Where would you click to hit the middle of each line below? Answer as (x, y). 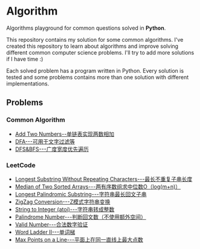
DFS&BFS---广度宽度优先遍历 (52, 149)
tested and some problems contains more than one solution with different (98, 77)
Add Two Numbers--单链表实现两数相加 (65, 134)
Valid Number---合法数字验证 (51, 224)
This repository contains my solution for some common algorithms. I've (95, 39)
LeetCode (21, 165)
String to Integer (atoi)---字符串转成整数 (65, 209)
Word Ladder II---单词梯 (45, 232)
